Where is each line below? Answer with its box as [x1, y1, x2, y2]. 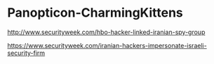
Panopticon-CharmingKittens [7, 5, 184, 21]
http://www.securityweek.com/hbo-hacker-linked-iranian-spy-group [7, 28, 206, 36]
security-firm [7, 49, 46, 57]
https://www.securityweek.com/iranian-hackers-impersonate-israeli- [7, 41, 207, 49]
